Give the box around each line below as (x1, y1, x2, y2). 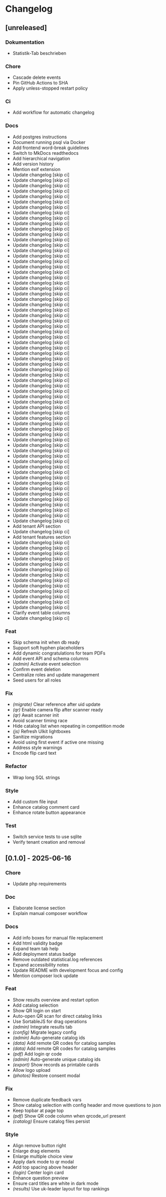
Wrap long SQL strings (12, 774, 60, 780)
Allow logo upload (12, 1067, 51, 1073)
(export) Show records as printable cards (12, 1062, 99, 1068)
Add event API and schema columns (12, 655, 89, 662)
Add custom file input (12, 799, 58, 805)
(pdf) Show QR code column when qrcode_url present (12, 1113, 126, 1119)
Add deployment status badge (12, 951, 76, 957)
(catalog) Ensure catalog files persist (12, 1118, 90, 1125)
